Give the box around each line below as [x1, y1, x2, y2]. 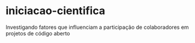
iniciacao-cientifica [5, 4, 106, 18]
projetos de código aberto [5, 29, 70, 37]
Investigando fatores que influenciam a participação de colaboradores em [5, 24, 189, 31]
